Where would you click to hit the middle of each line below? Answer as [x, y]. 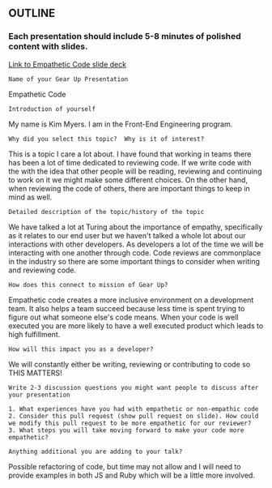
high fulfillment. [34, 334]
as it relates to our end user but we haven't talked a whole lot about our [127, 235]
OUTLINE [32, 13]
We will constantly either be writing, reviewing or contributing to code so [130, 364]
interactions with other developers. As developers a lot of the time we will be [136, 244]
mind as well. [30, 197]
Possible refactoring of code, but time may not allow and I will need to [125, 466]
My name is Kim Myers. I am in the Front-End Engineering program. [121, 124]
